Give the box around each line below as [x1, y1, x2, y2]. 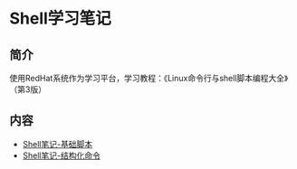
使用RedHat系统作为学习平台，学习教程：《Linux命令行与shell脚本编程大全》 [9, 73, 288, 83]
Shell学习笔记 [9, 8, 111, 29]
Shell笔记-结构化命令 [22, 150, 101, 161]
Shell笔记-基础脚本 [22, 138, 93, 149]
